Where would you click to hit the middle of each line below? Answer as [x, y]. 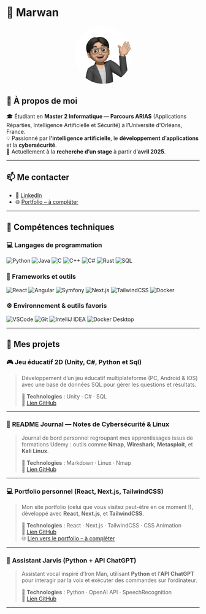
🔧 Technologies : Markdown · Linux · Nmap [76, 462]
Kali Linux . [35, 451]
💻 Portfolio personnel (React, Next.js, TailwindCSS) [85, 491]
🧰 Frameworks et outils [41, 277]
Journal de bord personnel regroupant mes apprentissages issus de [107, 438]
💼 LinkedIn [29, 195]
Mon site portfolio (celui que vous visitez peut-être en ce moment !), [107, 507]
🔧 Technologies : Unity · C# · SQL [64, 396]
